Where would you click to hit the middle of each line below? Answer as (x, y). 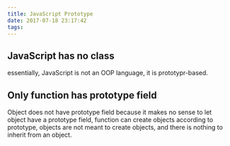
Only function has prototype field (82, 95)
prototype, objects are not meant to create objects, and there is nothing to (115, 127)
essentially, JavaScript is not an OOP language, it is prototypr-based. (108, 73)
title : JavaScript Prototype (50, 14)
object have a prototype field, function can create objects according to (110, 120)
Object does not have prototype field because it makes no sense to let (110, 112)
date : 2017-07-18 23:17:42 (47, 21)
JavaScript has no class (61, 56)
